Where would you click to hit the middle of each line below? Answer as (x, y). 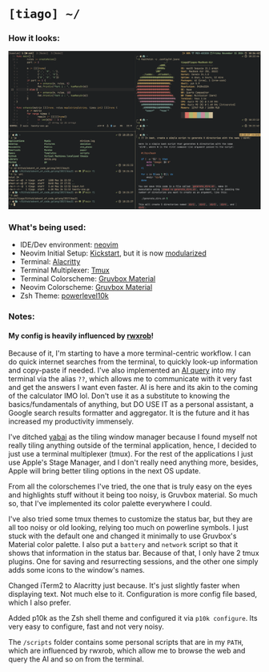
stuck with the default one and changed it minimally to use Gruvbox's (122, 536)
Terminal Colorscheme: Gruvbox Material (88, 279)
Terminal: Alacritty (50, 262)
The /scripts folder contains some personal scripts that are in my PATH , (126, 642)
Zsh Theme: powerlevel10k (64, 296)
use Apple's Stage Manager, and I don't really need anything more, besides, (133, 463)
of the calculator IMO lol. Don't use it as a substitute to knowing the (119, 396)
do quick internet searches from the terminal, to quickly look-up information (133, 362)
